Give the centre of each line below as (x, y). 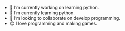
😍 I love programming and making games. (53, 23)
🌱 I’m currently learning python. (42, 13)
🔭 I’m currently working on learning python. (54, 8)
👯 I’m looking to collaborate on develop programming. (65, 18)
